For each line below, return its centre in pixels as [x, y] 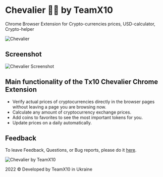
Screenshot [24, 54]
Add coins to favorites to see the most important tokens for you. [78, 117]
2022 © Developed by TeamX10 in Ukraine [49, 169]
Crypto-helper [20, 29]
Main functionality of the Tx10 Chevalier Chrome [82, 82]
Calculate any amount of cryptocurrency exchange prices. [72, 112]
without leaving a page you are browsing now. [59, 107]
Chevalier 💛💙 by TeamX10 [59, 10]
